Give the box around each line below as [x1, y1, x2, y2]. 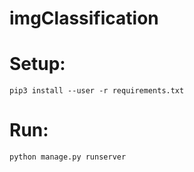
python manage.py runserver [9, 152, 127, 162]
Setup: [9, 53, 66, 76]
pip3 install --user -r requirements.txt [9, 86, 185, 96]
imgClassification [9, 7, 159, 30]
